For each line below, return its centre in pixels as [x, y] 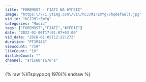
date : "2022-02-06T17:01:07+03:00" [42, 33]
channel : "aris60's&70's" [31, 60]
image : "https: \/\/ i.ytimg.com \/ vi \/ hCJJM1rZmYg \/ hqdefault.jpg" [73, 14]
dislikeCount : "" [23, 56]
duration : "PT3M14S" [26, 42]
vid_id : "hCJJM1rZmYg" [28, 19]
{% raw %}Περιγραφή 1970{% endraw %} [48, 74]
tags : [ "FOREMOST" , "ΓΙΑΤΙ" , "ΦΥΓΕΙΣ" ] [44, 28]
